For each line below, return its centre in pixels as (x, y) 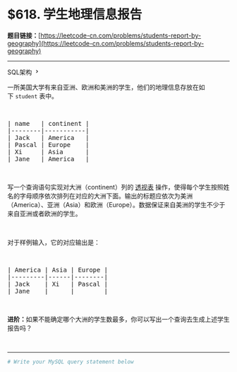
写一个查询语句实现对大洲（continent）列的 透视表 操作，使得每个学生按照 (115, 187)
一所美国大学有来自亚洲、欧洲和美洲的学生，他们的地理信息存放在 (103, 87)
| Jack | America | (48, 138)
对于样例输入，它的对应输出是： (54, 242)
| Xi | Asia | (48, 152)
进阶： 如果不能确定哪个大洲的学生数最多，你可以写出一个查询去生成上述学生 (119, 319)
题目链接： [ (24, 35)
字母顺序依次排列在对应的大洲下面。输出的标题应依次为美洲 (106, 196)
